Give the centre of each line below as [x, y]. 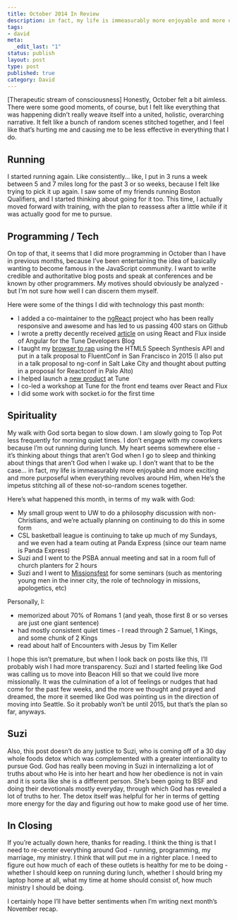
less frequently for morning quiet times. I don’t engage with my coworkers [115, 440]
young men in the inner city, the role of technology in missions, [109, 580]
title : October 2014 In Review [53, 14]
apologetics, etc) [42, 588]
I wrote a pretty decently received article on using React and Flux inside [122, 333]
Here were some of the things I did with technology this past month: [106, 304]
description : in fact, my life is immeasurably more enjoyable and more [116, 21]
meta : [15, 40]
